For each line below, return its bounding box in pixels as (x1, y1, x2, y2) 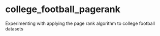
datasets (5, 25, 24, 31)
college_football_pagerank (5, 4, 121, 15)
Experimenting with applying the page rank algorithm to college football (5, 20, 155, 26)
